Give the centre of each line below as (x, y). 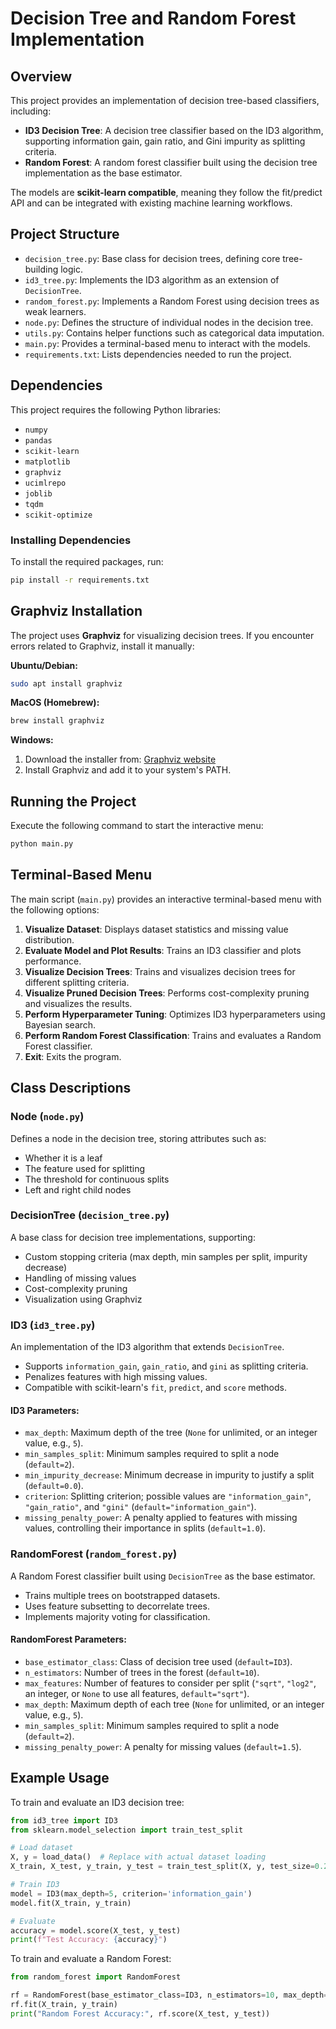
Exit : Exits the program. (73, 1056)
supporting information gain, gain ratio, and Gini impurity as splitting (165, 141)
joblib (38, 493)
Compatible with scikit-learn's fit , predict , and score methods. (156, 1388)
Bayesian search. (60, 1024)
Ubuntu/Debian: (44, 665)
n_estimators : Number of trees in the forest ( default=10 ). (142, 1672)
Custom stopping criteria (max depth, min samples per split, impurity (166, 1256)
